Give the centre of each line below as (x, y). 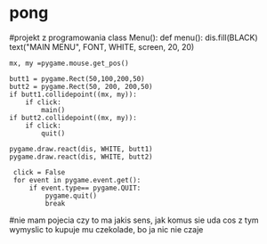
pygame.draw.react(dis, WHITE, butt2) (81, 157)
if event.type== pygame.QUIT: (85, 188)
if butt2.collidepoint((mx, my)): (73, 118)
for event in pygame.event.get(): (77, 180)
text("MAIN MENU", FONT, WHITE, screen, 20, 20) (102, 46)
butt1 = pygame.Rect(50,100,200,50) (77, 78)
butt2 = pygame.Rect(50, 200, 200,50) (81, 86)
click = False (39, 172)
